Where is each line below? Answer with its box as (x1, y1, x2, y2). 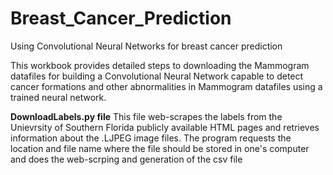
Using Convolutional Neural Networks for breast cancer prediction (10, 40, 283, 52)
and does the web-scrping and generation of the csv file (10, 153, 243, 165)
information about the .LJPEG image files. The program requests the (10, 132, 292, 144)
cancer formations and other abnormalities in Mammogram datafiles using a (10, 80, 323, 92)
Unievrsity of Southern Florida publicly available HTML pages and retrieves (10, 121, 320, 133)
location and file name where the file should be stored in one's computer (10, 142, 310, 154)
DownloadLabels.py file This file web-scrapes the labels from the (10, 110, 283, 122)
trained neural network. (10, 91, 107, 103)
